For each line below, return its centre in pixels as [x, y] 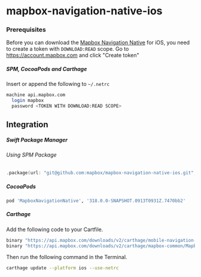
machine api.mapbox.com [36, 95]
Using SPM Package [31, 155]
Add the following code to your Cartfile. [55, 229]
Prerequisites [26, 30]
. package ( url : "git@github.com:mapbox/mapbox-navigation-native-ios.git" [100, 173]
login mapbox [28, 101]
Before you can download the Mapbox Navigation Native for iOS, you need [98, 42]
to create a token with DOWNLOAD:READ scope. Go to [68, 49]
